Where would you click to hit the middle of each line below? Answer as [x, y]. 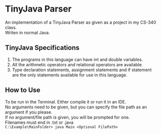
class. [11, 27]
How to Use [23, 90]
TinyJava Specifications [42, 48]
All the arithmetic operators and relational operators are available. [77, 64]
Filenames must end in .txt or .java [39, 122]
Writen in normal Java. [27, 32]
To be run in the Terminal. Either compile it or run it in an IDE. [66, 102]
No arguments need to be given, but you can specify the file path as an [76, 107]
